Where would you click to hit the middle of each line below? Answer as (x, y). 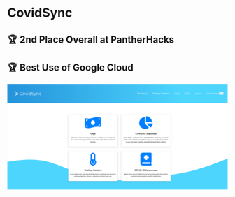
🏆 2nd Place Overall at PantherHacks (91, 39)
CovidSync (40, 13)
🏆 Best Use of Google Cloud (71, 67)
